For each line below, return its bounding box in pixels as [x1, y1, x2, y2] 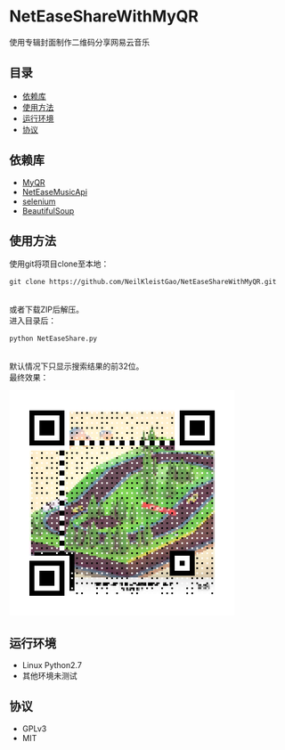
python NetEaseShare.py [9, 334, 98, 344]
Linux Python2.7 [21, 659, 83, 670]
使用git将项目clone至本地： [9, 258, 110, 269]
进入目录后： [9, 315, 56, 326]
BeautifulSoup [21, 205, 75, 216]
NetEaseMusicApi [21, 186, 87, 197]
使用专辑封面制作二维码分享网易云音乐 [9, 37, 150, 47]
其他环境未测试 [21, 670, 77, 681]
